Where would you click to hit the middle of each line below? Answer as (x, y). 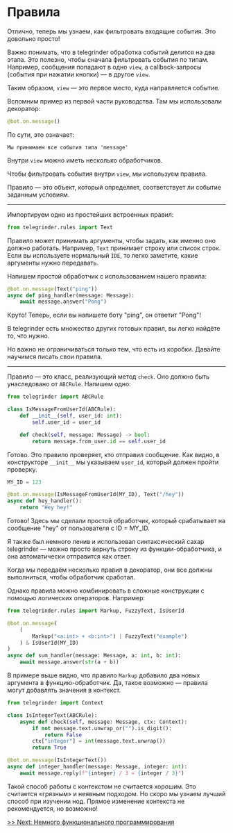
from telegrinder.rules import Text (60, 227)
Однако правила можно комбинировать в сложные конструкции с (106, 591)
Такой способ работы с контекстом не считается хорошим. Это (102, 786)
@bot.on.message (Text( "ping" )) (52, 289)
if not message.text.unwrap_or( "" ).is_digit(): (102, 728)
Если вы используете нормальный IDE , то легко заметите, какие (103, 255)
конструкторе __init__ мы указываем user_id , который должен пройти (113, 462)
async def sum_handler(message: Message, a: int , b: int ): (94, 656)
